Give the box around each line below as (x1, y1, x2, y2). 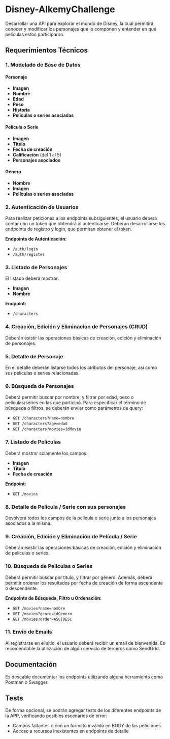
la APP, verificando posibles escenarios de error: (5, 712, 108, 719)
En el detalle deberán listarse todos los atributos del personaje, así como (5, 364, 157, 371)
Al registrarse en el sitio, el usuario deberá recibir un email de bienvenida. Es (5, 640, 165, 646)
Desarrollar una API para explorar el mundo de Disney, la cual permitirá (5, 20, 154, 27)
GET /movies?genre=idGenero (12, 611, 72, 616)
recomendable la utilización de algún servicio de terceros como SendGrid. (5, 645, 160, 651)
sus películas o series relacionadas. (5, 370, 80, 376)
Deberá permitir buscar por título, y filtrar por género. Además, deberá (5, 574, 153, 580)
